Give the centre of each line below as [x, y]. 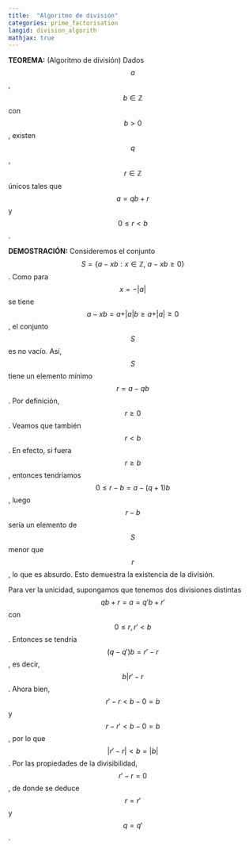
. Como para [28, 277]
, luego [19, 500]
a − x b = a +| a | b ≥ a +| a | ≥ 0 [133, 314]
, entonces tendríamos [45, 475]
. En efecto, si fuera [40, 451]
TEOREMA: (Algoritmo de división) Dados [76, 60]
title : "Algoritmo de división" [63, 15]
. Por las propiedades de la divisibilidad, [73, 763]
